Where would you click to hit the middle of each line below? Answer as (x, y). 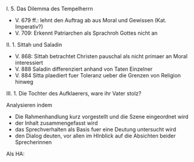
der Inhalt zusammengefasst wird (56, 123)
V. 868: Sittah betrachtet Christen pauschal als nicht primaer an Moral (101, 56)
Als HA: (16, 154)
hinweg (24, 82)
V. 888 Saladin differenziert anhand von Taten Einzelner (84, 69)
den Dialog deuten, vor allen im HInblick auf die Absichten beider (95, 136)
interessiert (29, 63)
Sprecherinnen (33, 142)
